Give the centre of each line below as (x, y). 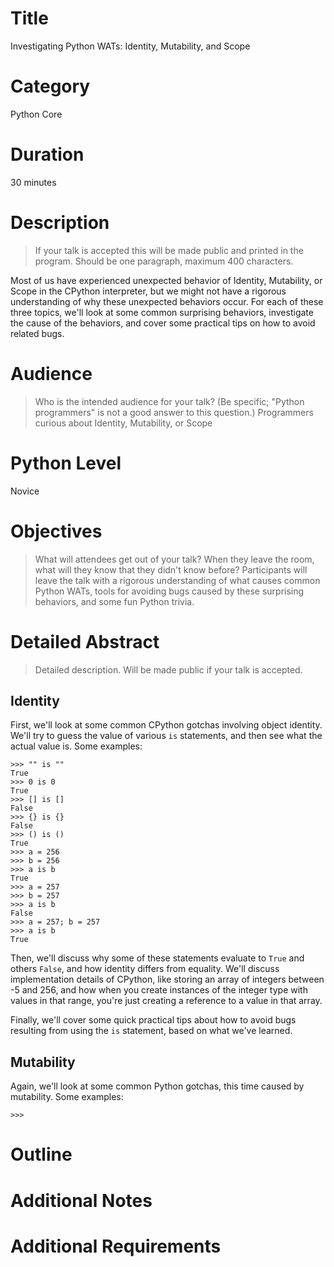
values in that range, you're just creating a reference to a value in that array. (166, 1001)
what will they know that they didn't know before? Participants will (171, 569)
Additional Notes (81, 1200)
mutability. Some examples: (67, 1097)
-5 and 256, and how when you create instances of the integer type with (159, 990)
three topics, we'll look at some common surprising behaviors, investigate (162, 312)
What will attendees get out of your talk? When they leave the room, (174, 559)
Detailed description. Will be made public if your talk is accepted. (168, 669)
